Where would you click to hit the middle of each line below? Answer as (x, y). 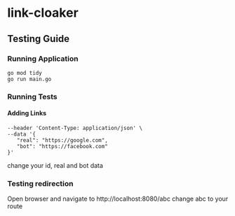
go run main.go (29, 79)
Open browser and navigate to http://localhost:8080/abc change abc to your (118, 199)
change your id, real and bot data (55, 165)
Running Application (43, 59)
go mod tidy (25, 73)
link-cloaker (43, 13)
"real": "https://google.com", (62, 141)
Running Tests (32, 96)
